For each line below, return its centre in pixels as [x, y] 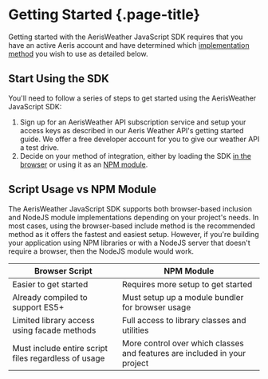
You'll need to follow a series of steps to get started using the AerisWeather [132, 98]
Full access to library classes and [184, 320]
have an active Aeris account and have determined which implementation [129, 45]
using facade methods [54, 330]
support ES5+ [38, 307]
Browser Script [64, 270]
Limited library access [53, 320]
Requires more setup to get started [187, 284]
